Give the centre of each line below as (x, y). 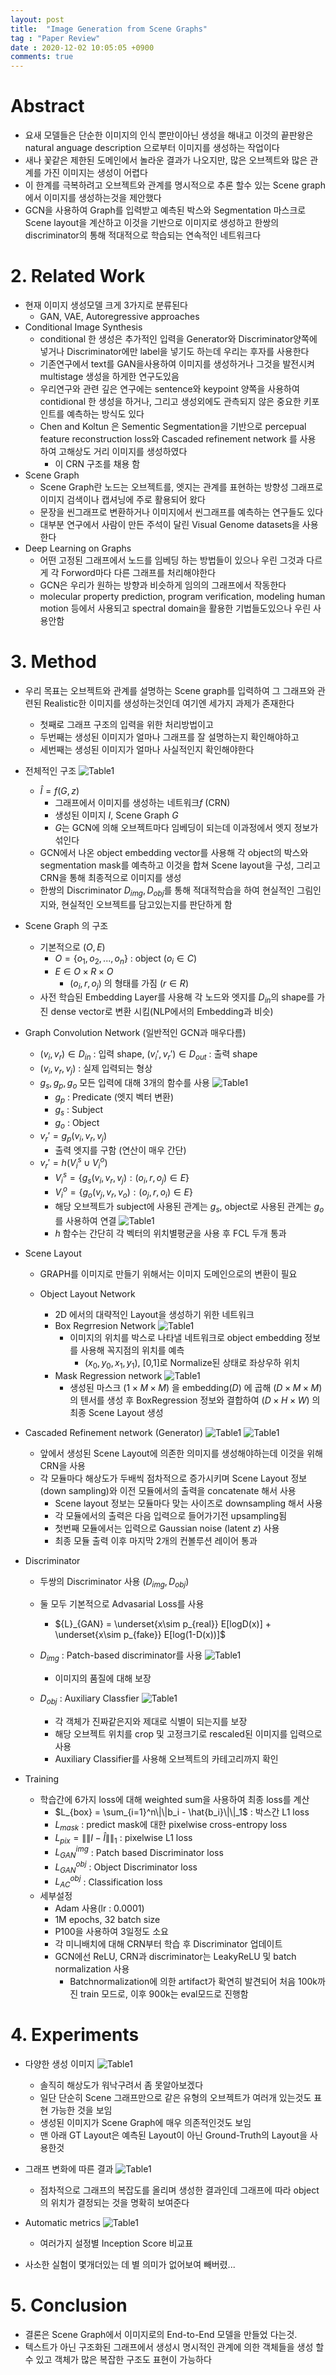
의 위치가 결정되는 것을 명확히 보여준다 (114, 2202)
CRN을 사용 (62, 1465)
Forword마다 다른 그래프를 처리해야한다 (139, 572)
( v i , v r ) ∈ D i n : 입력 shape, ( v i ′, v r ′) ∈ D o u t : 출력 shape (148, 1055)
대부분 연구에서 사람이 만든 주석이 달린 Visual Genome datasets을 (169, 524)
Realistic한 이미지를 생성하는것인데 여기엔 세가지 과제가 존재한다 (169, 703)
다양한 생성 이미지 (59, 2063)
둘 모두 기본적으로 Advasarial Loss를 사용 (122, 1604)
